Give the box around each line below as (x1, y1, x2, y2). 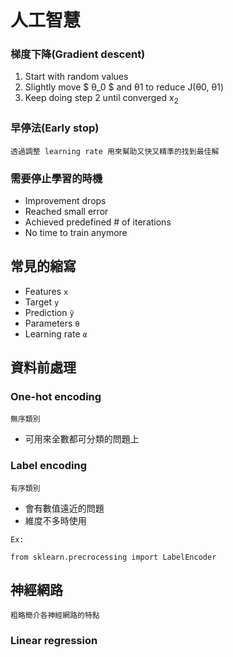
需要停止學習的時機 (10, 171, 103, 185)
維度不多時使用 (24, 514, 87, 526)
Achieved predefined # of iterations (24, 216, 172, 228)
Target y (24, 296, 60, 308)
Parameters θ (24, 317, 80, 329)
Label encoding (10, 459, 87, 473)
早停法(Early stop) (10, 121, 100, 135)
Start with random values (24, 71, 129, 83)
